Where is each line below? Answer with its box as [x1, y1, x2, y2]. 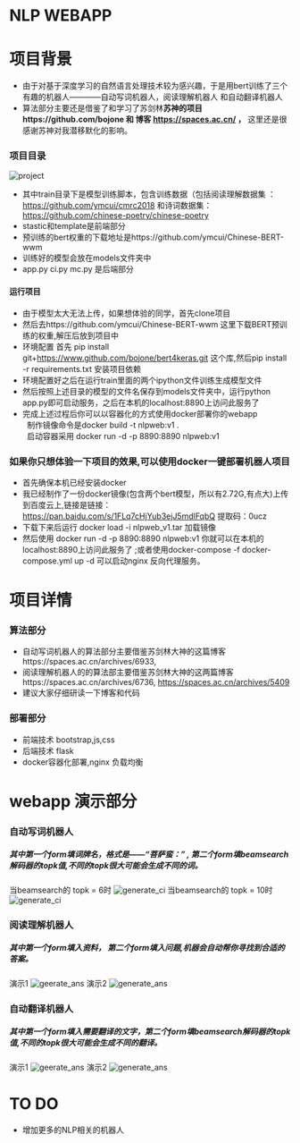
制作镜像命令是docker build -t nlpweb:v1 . [26, 419, 179, 430]
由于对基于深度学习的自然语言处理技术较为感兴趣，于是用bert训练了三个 [21, 80, 288, 91]
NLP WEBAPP [9, 5, 112, 26]
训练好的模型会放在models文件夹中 [21, 252, 152, 264]
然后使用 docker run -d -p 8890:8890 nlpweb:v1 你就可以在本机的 [21, 533, 265, 544]
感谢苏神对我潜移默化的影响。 [21, 125, 132, 136]
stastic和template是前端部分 [21, 221, 127, 232]
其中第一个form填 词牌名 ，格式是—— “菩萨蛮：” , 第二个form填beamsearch [9, 849, 289, 859]
